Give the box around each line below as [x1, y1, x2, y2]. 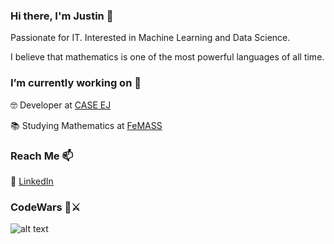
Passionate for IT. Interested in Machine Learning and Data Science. [10, 32, 291, 44]
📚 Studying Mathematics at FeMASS [10, 119, 163, 131]
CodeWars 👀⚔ [10, 200, 82, 214]
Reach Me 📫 [10, 149, 74, 163]
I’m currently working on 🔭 [10, 76, 142, 90]
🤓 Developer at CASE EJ [10, 99, 112, 111]
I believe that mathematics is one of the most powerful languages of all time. [10, 51, 325, 63]
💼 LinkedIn [10, 175, 54, 187]
